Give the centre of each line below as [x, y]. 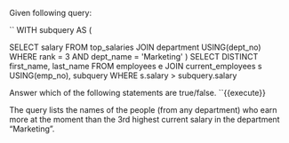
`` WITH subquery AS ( [51, 30]
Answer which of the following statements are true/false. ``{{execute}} [138, 93]
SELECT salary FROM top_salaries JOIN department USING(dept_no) [135, 47]
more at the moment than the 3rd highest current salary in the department [144, 119]
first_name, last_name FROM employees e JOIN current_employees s [136, 66]
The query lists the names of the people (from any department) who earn [143, 110]
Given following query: [50, 13]
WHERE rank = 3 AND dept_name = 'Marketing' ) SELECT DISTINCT [134, 56]
